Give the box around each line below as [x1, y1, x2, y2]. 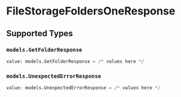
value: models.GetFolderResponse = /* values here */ [6, 58, 145, 64]
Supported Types [6, 28, 74, 39]
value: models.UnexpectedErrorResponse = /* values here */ [6, 85, 161, 91]
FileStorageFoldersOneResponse [6, 4, 176, 18]
